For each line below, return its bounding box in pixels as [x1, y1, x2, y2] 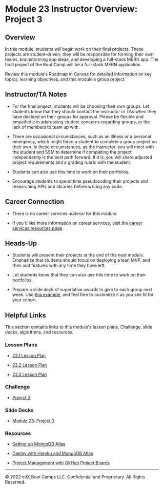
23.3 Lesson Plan [12, 372, 47, 377]
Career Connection [5, 197, 64, 206]
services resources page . [12, 225, 63, 231]
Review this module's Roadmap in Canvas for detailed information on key [5, 71, 152, 77]
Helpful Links [5, 311, 46, 319]
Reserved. [5, 479, 26, 485]
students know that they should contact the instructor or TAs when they [12, 108, 157, 114]
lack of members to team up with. [12, 124, 80, 130]
